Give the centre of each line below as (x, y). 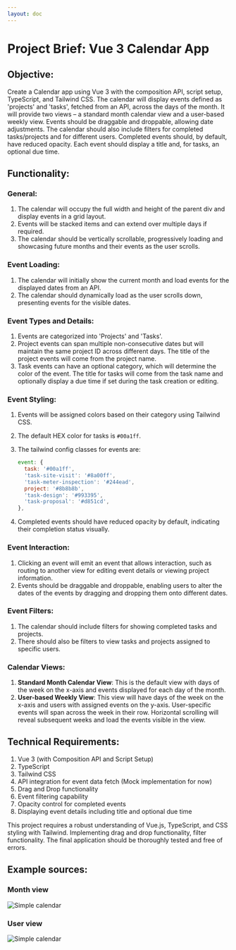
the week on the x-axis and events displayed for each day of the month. (122, 690)
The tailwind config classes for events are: (79, 450)
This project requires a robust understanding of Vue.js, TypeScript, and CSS (118, 825)
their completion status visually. (63, 529)
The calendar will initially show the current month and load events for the (123, 280)
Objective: (31, 75)
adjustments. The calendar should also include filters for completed (105, 129)
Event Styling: (32, 399)
